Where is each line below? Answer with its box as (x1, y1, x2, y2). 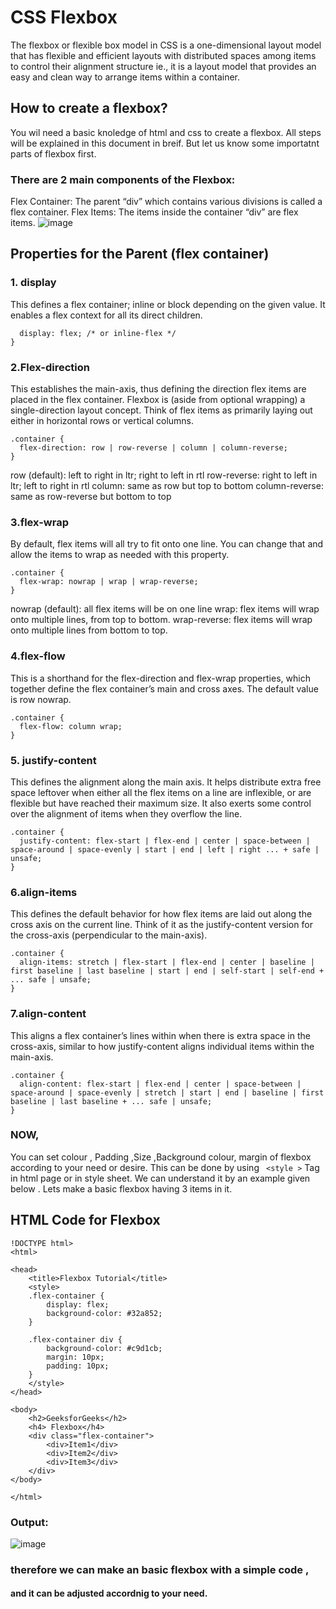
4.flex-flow (10, 649, 66, 663)
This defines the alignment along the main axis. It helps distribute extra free (10, 776, 322, 788)
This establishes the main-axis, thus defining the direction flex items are (10, 383, 307, 395)
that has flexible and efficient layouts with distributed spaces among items (10, 49, 317, 61)
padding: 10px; (46, 1361, 110, 1371)
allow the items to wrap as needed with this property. (10, 549, 230, 561)
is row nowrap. (10, 693, 72, 705)
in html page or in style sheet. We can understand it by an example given (10, 1172, 311, 1184)
